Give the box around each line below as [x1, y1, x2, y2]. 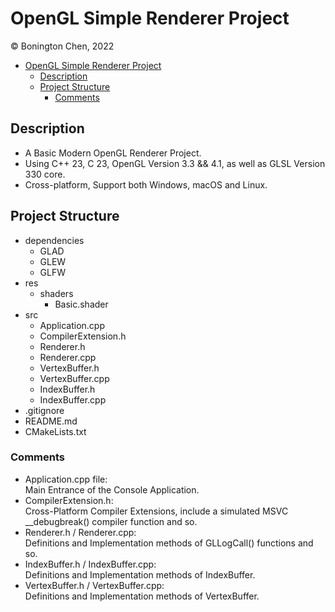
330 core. [24, 168, 66, 180]
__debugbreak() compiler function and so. [24, 515, 198, 527]
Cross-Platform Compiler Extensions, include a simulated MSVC [24, 505, 289, 517]
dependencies [24, 234, 85, 246]
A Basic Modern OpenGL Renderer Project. [24, 147, 202, 159]
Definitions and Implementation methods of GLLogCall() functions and [24, 537, 314, 549]
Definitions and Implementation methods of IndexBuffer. [24, 568, 256, 581]
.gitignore [24, 404, 65, 416]
